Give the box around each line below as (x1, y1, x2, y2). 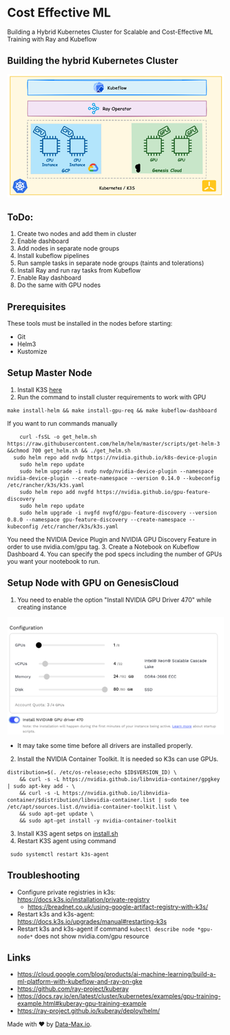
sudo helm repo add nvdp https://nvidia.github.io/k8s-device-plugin (13, 454, 217, 461)
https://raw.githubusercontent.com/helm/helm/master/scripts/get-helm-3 (7, 440, 220, 447)
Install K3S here (17, 385, 63, 394)
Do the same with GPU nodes (17, 281, 101, 289)
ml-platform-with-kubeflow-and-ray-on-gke (17, 978, 143, 986)
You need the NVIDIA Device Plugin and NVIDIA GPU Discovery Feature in (7, 535, 217, 543)
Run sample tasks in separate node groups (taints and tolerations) (17, 259, 205, 267)
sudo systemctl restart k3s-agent (10, 851, 109, 858)
